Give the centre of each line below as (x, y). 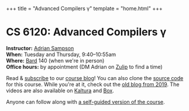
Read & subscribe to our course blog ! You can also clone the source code (95, 78)
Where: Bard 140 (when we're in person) (55, 60)
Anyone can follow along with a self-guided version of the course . (85, 102)
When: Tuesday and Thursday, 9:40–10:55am (61, 54)
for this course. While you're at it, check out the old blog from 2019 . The (93, 84)
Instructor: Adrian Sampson (40, 48)
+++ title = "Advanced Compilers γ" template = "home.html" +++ (84, 8)
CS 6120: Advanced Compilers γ (86, 32)
